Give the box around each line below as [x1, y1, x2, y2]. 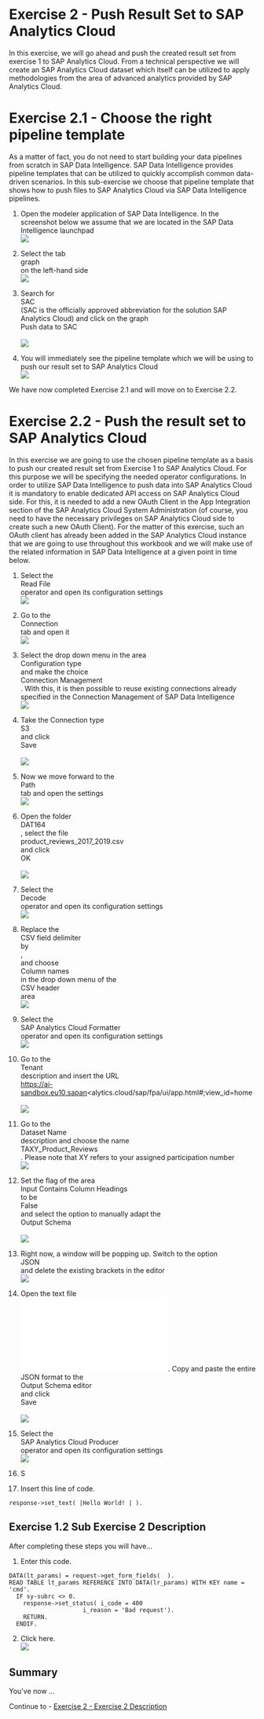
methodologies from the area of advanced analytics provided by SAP [9, 73, 233, 83]
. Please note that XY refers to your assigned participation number [20, 1152, 235, 1161]
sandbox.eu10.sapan [20, 1088, 87, 1097]
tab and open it [20, 627, 70, 636]
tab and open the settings [20, 788, 104, 797]
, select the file [20, 828, 69, 837]
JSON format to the [20, 1372, 84, 1382]
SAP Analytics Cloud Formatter [20, 1022, 121, 1032]
